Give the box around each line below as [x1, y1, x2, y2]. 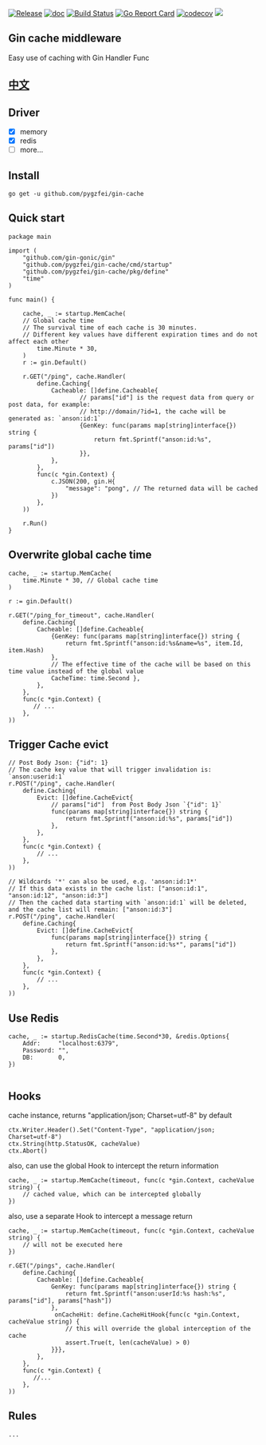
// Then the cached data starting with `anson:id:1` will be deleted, [8, 899, 248, 907]
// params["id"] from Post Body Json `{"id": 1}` [50, 801, 223, 809]
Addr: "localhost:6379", [22, 1040, 119, 1048]
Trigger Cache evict [8, 738, 109, 751]
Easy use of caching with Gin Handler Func [8, 53, 150, 62]
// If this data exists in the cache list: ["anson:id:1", [8, 885, 209, 893]
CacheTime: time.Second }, [50, 674, 141, 683]
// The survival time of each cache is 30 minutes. [22, 324, 198, 332]
